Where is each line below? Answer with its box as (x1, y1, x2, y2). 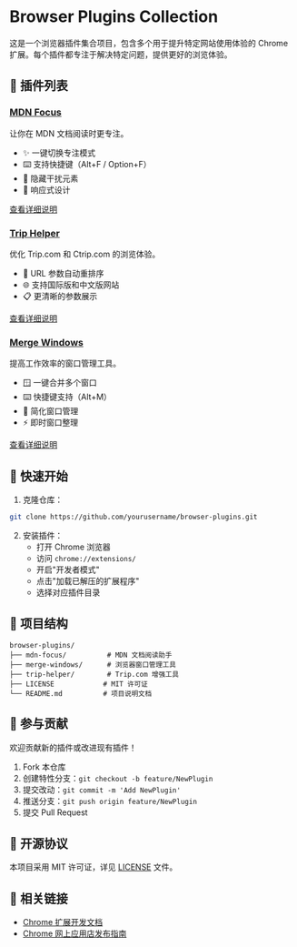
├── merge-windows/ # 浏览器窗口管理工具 (9, 660, 177, 670)
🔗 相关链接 (9, 891, 68, 906)
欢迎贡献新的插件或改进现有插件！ (9, 741, 137, 752)
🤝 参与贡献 (9, 716, 68, 731)
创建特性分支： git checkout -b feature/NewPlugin (22, 772, 213, 783)
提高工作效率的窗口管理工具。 (9, 358, 121, 369)
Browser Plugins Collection (9, 6, 219, 27)
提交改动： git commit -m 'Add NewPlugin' (22, 784, 182, 795)
